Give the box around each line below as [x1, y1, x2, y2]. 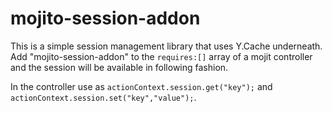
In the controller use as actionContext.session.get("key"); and [10, 80, 273, 92]
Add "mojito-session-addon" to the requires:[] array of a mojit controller [10, 50, 313, 62]
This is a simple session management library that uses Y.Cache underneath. [10, 40, 323, 52]
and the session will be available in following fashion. [10, 61, 229, 73]
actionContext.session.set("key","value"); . [10, 91, 197, 103]
